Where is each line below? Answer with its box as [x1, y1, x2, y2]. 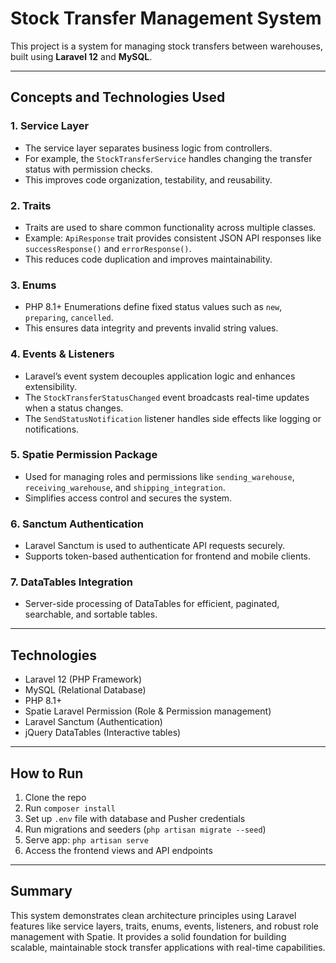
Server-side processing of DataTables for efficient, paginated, [24, 598, 280, 610]
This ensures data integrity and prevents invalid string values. [24, 322, 279, 334]
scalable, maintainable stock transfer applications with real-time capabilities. [10, 941, 326, 953]
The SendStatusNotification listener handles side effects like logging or [24, 412, 322, 424]
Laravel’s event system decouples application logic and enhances [24, 370, 296, 382]
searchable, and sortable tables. [24, 608, 158, 621]
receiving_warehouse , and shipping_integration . [24, 481, 226, 493]
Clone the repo [24, 792, 87, 804]
